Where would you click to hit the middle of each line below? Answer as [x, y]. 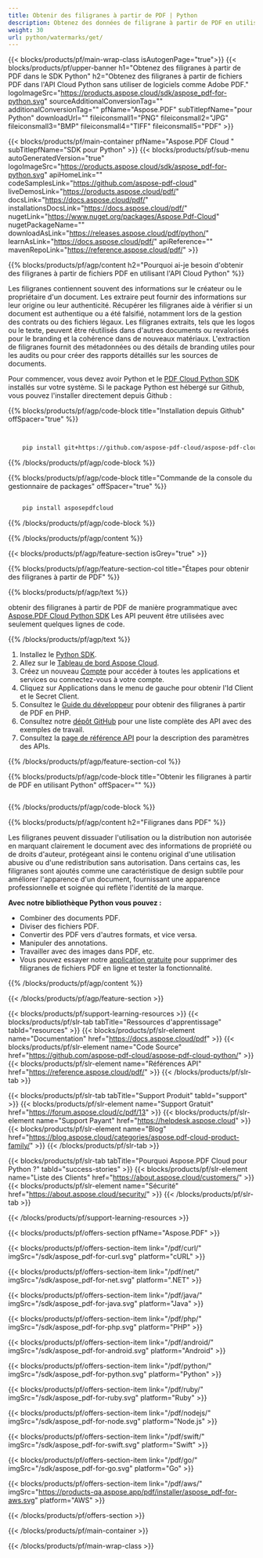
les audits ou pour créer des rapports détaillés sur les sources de [113, 356]
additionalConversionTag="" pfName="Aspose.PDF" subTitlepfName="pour [130, 110]
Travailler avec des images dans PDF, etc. [87, 951]
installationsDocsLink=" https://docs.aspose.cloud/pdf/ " [98, 208]
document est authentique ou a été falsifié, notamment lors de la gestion [125, 314]
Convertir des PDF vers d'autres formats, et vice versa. [108, 934]
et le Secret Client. [49, 696]
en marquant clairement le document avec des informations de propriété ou [130, 845]
